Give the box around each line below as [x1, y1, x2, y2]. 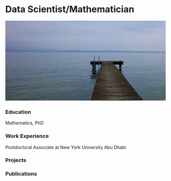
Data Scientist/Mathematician [5, 4, 135, 15]
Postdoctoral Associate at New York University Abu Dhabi [5, 144, 126, 150]
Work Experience [5, 133, 49, 140]
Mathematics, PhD [5, 120, 44, 126]
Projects [5, 157, 26, 164]
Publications [5, 170, 37, 177]
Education [5, 108, 32, 115]
